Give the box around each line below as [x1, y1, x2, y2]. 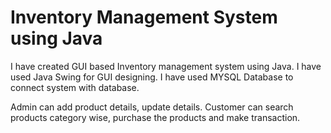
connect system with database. [10, 81, 140, 93]
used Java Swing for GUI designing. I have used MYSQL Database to [10, 71, 294, 83]
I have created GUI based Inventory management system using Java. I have [10, 60, 322, 72]
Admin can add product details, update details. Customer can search [10, 101, 294, 113]
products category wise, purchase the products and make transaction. [10, 111, 301, 123]
